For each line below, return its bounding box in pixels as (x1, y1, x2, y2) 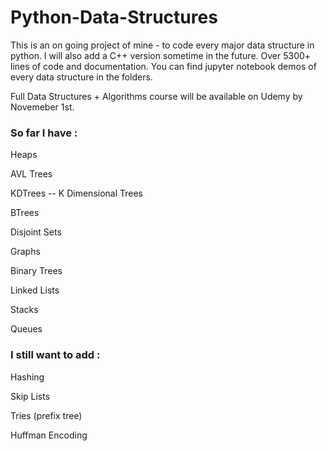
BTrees (10, 207, 40, 219)
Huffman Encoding (10, 429, 88, 441)
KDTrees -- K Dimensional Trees (10, 187, 144, 200)
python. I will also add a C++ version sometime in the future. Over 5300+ (10, 49, 312, 61)
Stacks (10, 304, 39, 316)
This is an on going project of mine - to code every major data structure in (10, 39, 315, 51)
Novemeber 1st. (10, 101, 75, 113)
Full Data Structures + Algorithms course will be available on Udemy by (10, 90, 303, 102)
